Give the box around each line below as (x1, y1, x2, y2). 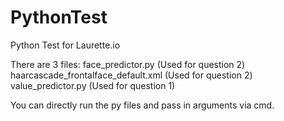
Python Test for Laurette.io (10, 39, 121, 51)
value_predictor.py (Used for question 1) (10, 79, 176, 91)
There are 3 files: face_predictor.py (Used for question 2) (10, 58, 246, 70)
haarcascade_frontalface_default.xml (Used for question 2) (10, 69, 253, 81)
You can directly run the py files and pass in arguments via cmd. (10, 99, 275, 111)
